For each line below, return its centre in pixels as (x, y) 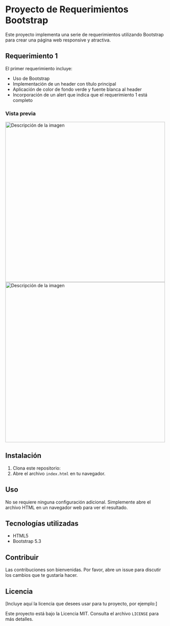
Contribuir (22, 557)
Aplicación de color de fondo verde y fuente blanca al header (77, 89)
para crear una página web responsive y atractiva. (58, 40)
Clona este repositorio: (37, 468)
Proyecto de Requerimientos (67, 9)
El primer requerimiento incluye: (39, 68)
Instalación (23, 456)
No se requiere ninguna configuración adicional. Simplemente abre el (78, 502)
